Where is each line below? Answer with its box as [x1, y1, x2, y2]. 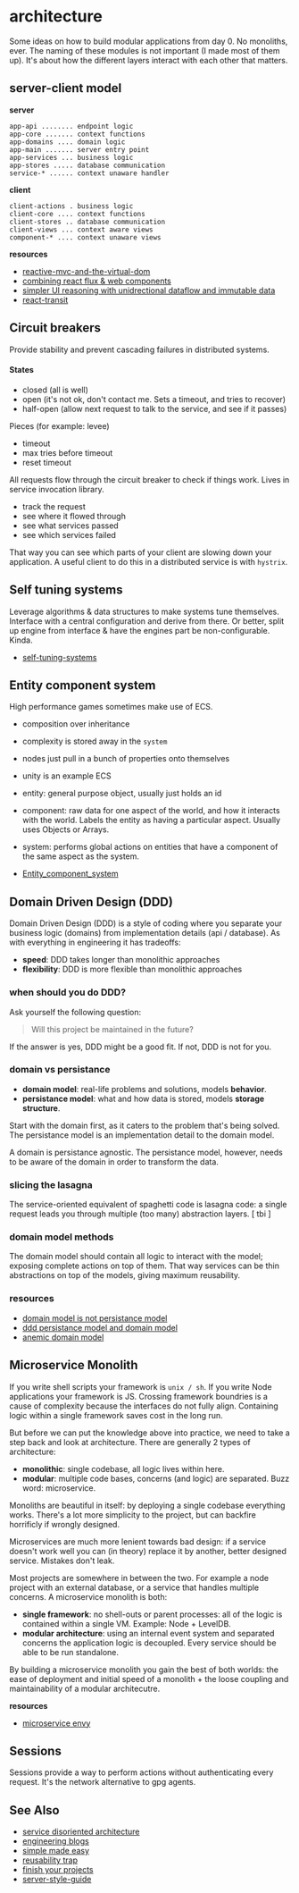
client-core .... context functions [9, 209, 145, 218]
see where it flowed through [21, 510, 127, 521]
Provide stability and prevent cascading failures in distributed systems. [9, 344, 270, 355]
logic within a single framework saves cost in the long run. [9, 1409, 223, 1420]
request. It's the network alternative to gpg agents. [9, 1777, 196, 1788]
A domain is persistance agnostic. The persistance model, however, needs [9, 1147, 283, 1157]
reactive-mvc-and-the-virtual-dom [21, 265, 151, 276]
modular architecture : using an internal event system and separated [21, 1628, 275, 1638]
